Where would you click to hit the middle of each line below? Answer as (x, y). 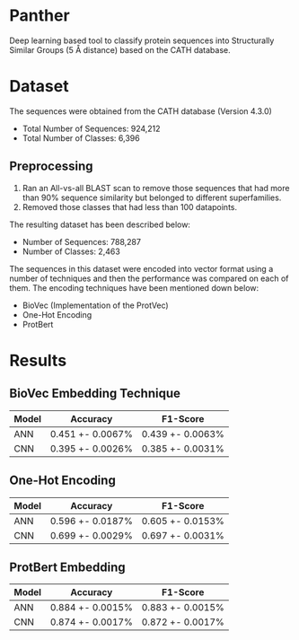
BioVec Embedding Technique (95, 394)
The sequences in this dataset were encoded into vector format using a (141, 268)
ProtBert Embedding (67, 567)
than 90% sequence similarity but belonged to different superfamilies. (152, 197)
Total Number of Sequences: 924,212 (91, 128)
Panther (40, 16)
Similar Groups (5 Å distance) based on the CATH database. (120, 49)
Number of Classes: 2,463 (71, 251)
